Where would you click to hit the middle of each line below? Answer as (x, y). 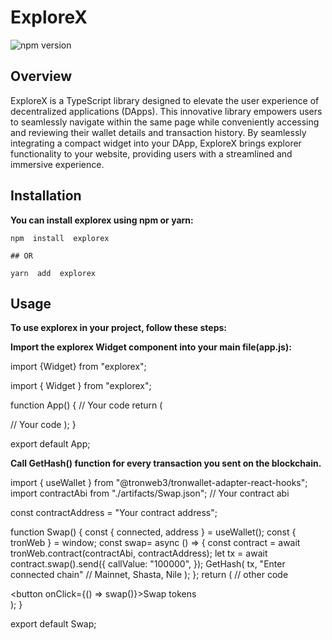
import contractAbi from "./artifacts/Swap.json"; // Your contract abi (150, 493)
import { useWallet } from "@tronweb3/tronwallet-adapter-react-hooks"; (159, 483)
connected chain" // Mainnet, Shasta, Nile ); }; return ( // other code (149, 575)
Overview (41, 76)
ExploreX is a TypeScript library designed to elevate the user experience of (165, 100)
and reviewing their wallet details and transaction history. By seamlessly (158, 132)
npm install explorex (60, 238)
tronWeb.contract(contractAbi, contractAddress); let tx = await (139, 553)
